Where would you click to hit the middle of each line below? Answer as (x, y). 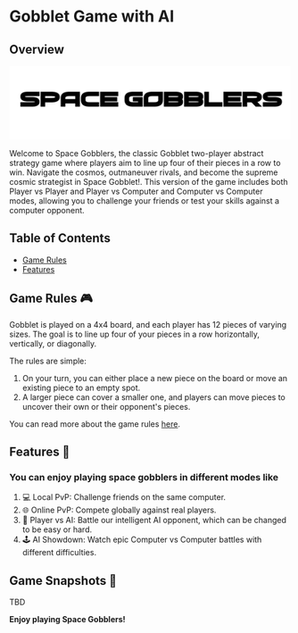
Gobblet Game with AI (92, 17)
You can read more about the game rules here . (95, 424)
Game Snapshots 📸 (63, 581)
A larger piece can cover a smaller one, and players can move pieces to (153, 397)
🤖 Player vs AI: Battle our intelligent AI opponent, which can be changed (154, 521)
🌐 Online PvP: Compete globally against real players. (119, 510)
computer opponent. (47, 210)
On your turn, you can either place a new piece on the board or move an (155, 378)
